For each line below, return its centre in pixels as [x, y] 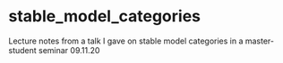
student [22, 50]
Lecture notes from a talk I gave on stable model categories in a [126, 41]
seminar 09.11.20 [69, 50]
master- [260, 41]
